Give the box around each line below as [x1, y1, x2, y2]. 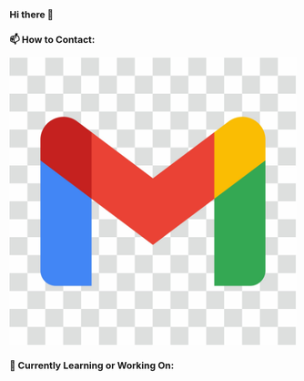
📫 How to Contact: [9, 33, 96, 46]
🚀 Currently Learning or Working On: [9, 359, 175, 372]
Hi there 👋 [9, 8, 55, 21]
